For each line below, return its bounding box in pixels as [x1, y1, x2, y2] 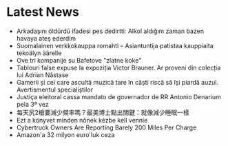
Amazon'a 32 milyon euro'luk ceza [16, 130, 115, 138]
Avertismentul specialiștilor [16, 85, 94, 94]
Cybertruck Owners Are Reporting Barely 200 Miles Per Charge [16, 123, 197, 132]
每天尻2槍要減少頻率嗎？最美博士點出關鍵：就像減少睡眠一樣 [16, 108, 190, 116]
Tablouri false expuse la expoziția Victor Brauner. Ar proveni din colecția [16, 63, 221, 72]
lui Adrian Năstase [16, 70, 69, 79]
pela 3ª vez [16, 100, 49, 108]
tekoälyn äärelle [16, 49, 62, 57]
